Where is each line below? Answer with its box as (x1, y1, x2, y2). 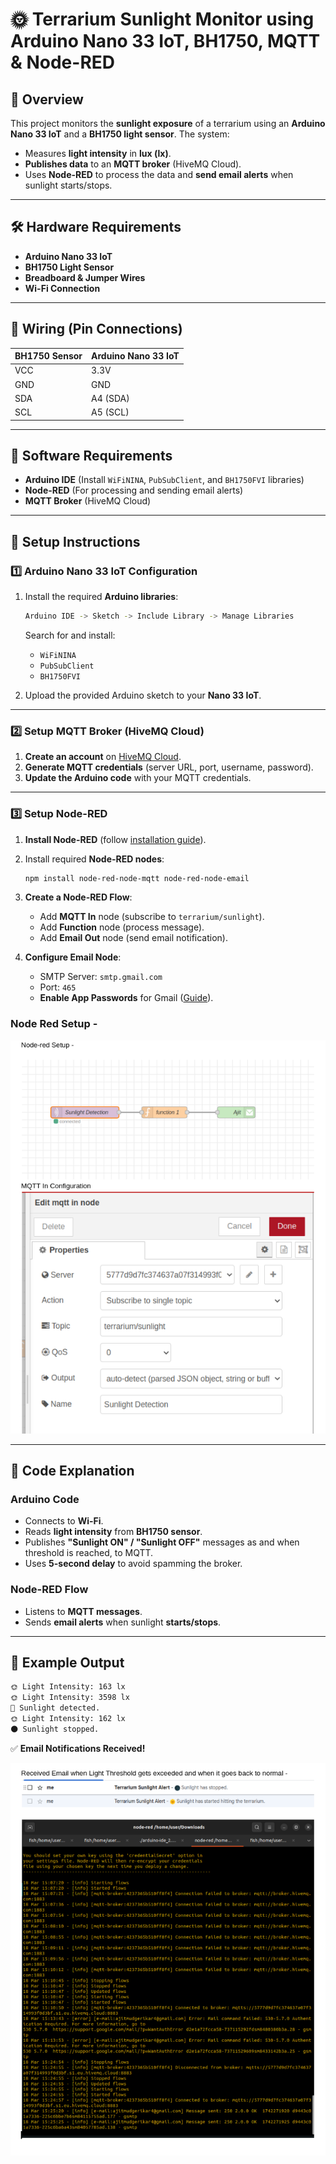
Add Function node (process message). (39, 921, 205, 933)
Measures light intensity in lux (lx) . (24, 148, 172, 159)
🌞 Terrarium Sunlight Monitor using (10, 8, 315, 31)
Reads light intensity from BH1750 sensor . (24, 1526, 203, 1538)
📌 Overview (10, 91, 84, 108)
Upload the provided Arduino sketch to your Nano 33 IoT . (24, 689, 262, 701)
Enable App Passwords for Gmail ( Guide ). (39, 992, 214, 1004)
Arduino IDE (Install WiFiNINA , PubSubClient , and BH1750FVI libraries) (24, 474, 305, 486)
